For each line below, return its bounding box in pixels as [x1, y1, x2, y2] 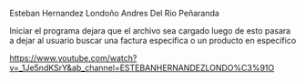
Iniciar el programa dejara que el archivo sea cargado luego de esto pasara [9, 26, 291, 36]
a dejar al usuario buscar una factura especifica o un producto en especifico [9, 36, 297, 46]
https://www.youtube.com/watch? [9, 53, 137, 63]
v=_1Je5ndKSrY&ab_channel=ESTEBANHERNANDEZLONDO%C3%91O [9, 63, 275, 73]
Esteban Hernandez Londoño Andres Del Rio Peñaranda [9, 8, 220, 18]
